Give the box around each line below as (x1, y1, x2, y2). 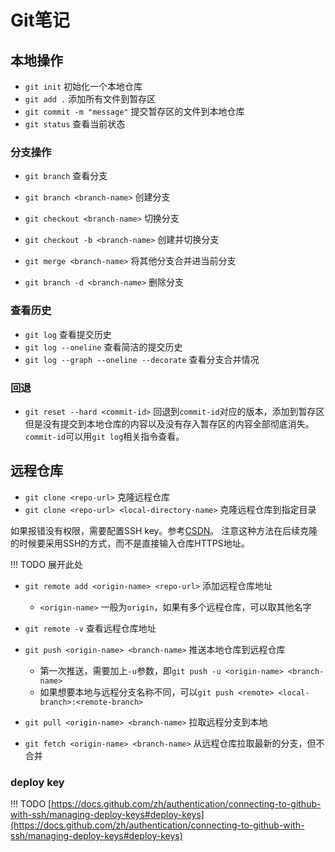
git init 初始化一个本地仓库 (24, 81, 143, 92)
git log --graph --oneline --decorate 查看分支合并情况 (24, 353, 260, 365)
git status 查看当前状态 (24, 118, 126, 130)
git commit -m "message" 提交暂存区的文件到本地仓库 (24, 106, 245, 117)
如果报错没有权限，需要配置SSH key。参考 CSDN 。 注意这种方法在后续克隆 (10, 524, 318, 536)
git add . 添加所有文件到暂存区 (24, 93, 157, 105)
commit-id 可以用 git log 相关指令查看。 (24, 430, 185, 442)
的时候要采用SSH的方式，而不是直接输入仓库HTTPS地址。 (10, 537, 250, 549)
